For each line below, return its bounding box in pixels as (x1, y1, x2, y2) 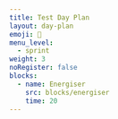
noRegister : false (9, 64, 78, 72)
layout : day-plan (9, 21, 74, 30)
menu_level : (9, 38, 54, 47)
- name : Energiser (17, 80, 87, 89)
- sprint (17, 47, 50, 55)
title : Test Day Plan (9, 13, 90, 22)
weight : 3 (9, 55, 46, 64)
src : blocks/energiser (25, 88, 110, 97)
